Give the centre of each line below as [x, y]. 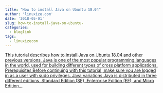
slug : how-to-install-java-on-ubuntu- [44, 23]
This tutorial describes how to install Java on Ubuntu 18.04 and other [74, 55]
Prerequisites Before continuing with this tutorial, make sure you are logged [81, 70]
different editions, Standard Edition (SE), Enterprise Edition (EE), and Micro [80, 80]
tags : [10, 37]
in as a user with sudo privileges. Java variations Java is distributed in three [81, 75]
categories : [17, 28]
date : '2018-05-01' [25, 18]
